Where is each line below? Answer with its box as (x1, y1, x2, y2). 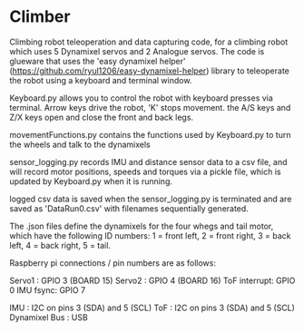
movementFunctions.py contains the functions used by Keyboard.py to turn (9, 129, 291, 140)
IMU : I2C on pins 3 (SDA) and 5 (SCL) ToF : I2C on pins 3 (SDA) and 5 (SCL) (9, 302, 295, 313)
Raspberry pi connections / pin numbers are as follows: (9, 257, 216, 269)
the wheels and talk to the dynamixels (9, 139, 152, 150)
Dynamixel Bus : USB (9, 311, 88, 323)
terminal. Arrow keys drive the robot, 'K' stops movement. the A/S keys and (9, 102, 291, 112)
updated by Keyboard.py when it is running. (9, 175, 172, 187)
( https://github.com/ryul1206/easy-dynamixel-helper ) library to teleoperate (9, 65, 290, 76)
